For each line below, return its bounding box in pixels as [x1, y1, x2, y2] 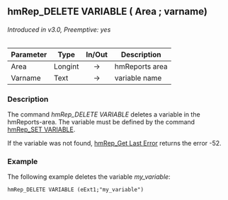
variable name [114, 73, 162, 83]
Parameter [11, 49, 47, 59]
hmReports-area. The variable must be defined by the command [7, 117, 195, 126]
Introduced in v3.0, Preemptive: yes [7, 25, 111, 34]
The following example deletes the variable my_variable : [7, 172, 171, 181]
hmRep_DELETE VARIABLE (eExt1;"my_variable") [7, 187, 144, 194]
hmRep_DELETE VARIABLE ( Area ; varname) [7, 6, 207, 18]
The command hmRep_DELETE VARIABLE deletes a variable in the [7, 110, 200, 119]
